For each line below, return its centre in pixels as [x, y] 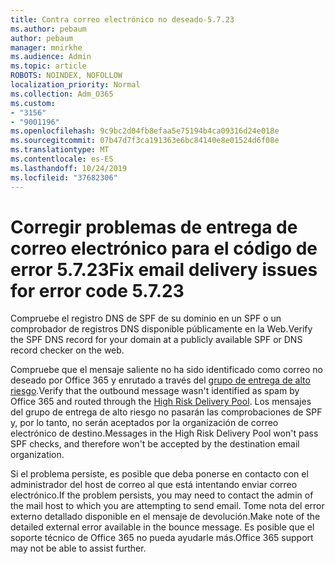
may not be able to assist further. [78, 548]
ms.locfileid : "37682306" [64, 177]
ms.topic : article [48, 66]
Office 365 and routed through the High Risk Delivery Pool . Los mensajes [161, 402]
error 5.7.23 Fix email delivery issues [164, 269]
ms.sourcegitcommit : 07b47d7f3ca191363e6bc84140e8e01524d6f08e [145, 141]
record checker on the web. [67, 350]
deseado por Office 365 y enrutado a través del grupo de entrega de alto [160, 380]
